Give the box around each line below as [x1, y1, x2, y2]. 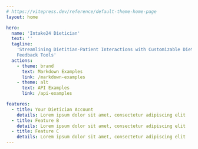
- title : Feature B [11, 117, 60, 124]
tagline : [11, 41, 33, 47]
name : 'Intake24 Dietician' [11, 30, 81, 36]
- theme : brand [16, 63, 54, 69]
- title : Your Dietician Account [11, 107, 94, 112]
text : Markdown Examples [21, 68, 83, 74]
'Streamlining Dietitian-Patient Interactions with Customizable [16, 47, 181, 53]
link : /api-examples [21, 91, 72, 97]
